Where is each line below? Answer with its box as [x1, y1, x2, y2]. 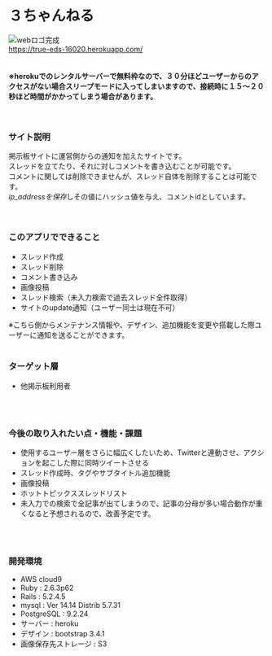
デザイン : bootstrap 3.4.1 [20, 629, 105, 639]
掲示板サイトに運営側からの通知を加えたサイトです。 [8, 151, 186, 161]
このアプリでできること [8, 232, 100, 243]
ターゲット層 [8, 361, 59, 372]
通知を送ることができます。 [36, 330, 129, 339]
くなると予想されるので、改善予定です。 [20, 509, 156, 518]
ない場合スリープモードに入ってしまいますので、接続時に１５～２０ [36, 81, 265, 91]
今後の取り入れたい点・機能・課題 [8, 427, 143, 439]
